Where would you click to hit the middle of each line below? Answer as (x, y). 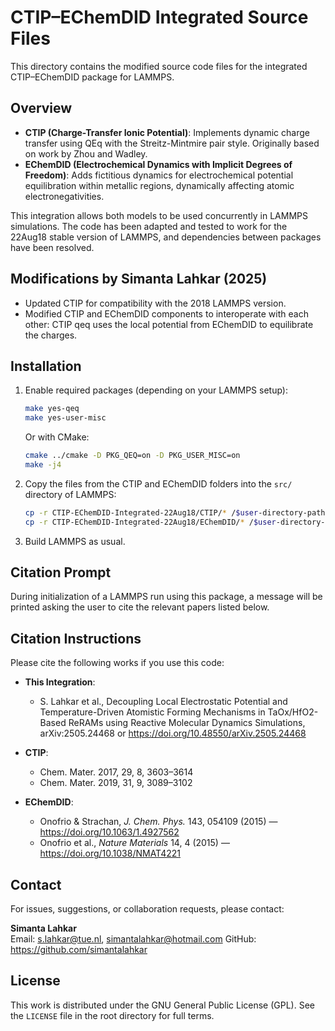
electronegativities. (64, 196)
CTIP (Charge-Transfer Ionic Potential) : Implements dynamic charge (167, 132)
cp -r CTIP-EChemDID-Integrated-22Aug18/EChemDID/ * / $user (150, 522)
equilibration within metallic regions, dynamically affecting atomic (159, 185)
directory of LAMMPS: (70, 494)
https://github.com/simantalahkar (79, 950)
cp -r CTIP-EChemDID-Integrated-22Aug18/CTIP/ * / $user (141, 512)
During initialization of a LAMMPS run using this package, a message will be (166, 597)
